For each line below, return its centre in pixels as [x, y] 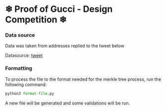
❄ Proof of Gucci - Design [59, 9]
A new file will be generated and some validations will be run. [68, 103]
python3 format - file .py [30, 93]
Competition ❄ [36, 20]
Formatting [19, 68]
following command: [26, 84]
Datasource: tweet [24, 55]
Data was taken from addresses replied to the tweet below [65, 46]
